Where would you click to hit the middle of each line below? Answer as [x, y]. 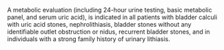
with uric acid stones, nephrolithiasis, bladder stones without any [99, 24]
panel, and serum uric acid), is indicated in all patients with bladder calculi [112, 17]
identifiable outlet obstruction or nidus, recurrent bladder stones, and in [109, 32]
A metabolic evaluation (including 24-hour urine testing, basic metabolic [110, 10]
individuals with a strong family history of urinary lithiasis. [89, 39]
